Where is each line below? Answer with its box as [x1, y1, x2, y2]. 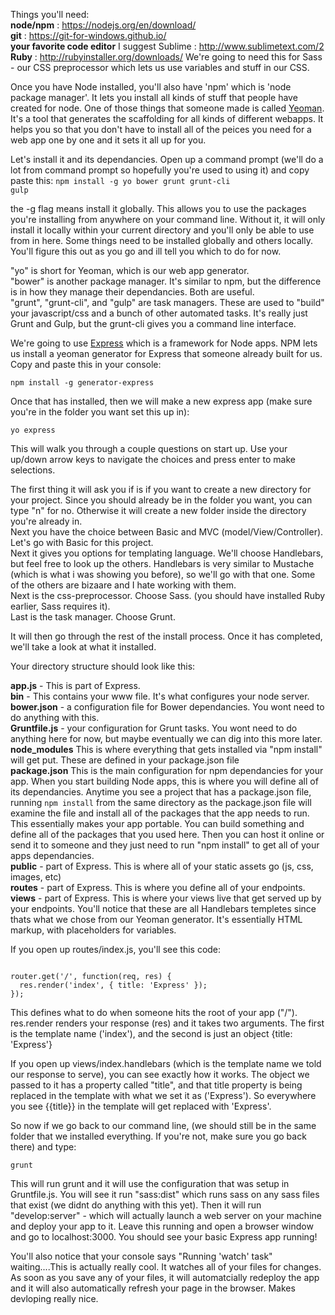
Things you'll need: [10, 9, 90, 20]
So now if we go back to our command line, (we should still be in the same [10, 1120, 317, 1131]
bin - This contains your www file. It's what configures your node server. [10, 690, 310, 702]
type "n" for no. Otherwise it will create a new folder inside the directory [10, 505, 307, 516]
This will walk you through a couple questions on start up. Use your [10, 443, 288, 454]
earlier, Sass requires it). [10, 600, 111, 612]
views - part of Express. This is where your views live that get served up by [10, 892, 322, 904]
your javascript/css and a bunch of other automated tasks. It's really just [10, 307, 308, 319]
